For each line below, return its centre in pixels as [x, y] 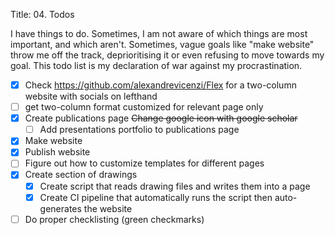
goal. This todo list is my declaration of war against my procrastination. [156, 65]
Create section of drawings [81, 175]
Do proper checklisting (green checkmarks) [114, 219]
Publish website [57, 152]
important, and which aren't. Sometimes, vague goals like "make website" [162, 44]
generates [60, 208]
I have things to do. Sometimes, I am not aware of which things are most [159, 33]
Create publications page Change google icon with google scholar [161, 118]
